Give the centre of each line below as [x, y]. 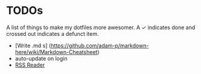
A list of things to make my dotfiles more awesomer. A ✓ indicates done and [101, 27]
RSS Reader [30, 65]
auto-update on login [41, 58]
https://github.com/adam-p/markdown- [100, 45]
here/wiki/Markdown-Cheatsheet [56, 52]
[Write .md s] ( [33, 45]
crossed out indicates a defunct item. [53, 33]
